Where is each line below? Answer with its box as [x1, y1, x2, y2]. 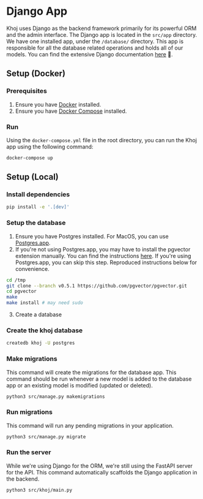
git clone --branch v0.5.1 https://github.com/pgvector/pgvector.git [6, 283, 188, 289]
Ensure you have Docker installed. [15, 101, 102, 108]
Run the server [6, 448, 51, 457]
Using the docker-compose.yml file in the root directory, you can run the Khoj [6, 136, 197, 143]
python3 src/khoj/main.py [6, 487, 72, 493]
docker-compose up [6, 154, 53, 161]
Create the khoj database [6, 326, 83, 335]
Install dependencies [6, 190, 70, 199]
